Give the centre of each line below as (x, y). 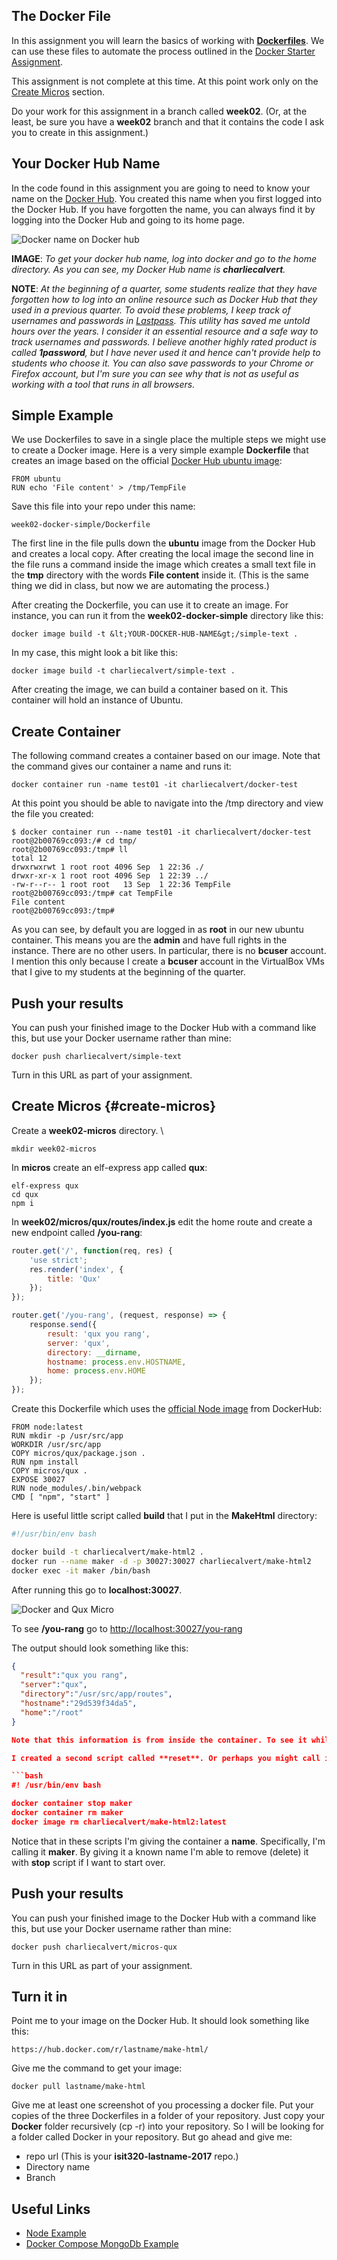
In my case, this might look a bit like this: (94, 653)
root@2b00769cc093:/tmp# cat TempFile (92, 894)
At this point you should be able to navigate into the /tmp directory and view (167, 803)
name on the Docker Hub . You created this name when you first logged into (167, 198)
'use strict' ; (58, 1260)
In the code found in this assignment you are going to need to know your (161, 188)
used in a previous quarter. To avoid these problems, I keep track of (151, 310)
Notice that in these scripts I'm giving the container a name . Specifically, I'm (168, 1841)
